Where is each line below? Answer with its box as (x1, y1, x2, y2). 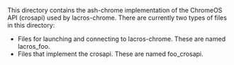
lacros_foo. (17, 42, 50, 50)
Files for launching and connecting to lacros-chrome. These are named (17, 35, 225, 43)
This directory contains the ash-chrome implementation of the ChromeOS (7, 6, 223, 14)
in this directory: (7, 21, 55, 29)
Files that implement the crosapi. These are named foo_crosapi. (17, 49, 204, 58)
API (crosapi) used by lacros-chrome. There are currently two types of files (7, 13, 227, 22)
